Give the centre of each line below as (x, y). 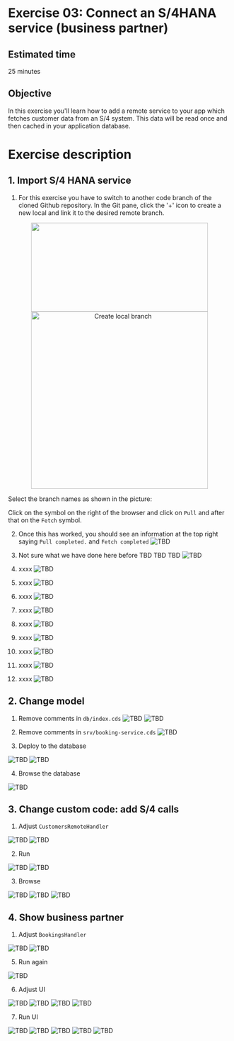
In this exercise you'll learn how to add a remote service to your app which (116, 111)
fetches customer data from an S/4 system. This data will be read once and (118, 118)
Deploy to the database (52, 746)
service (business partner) (88, 28)
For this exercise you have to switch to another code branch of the (115, 197)
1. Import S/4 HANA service (70, 181)
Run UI (28, 1017)
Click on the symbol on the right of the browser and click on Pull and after (116, 512)
